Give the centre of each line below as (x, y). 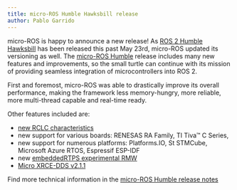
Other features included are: (49, 114)
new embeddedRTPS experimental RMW (77, 158)
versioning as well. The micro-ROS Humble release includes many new (111, 56)
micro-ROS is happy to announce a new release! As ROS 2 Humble (105, 41)
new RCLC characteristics (56, 127)
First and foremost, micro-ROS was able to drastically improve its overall (113, 85)
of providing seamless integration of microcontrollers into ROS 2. (102, 71)
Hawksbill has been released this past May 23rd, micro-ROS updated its (113, 48)
